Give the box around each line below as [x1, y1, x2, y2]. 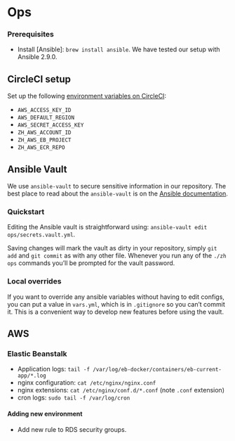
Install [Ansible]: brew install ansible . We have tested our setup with [17, 45, 220, 53]
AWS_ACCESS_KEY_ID [17, 107, 72, 114]
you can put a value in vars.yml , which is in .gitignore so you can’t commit [7, 300, 226, 308]
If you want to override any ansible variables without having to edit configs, [7, 293, 224, 301]
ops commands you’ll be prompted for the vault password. [7, 259, 175, 267]
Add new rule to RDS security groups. [17, 425, 127, 433]
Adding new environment [7, 409, 83, 418]
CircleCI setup [7, 73, 72, 85]
